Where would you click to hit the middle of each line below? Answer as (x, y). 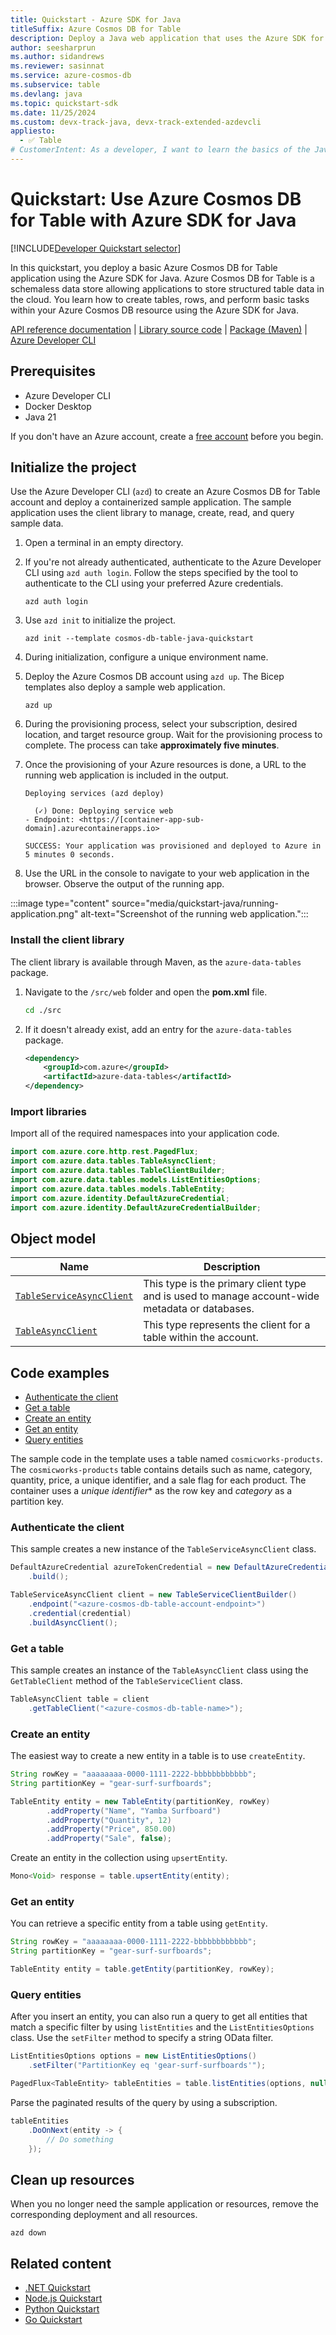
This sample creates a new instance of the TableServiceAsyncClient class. (163, 1549)
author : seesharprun (53, 47)
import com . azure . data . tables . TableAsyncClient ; (113, 1161)
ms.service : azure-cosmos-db (71, 76)
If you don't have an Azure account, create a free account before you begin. (167, 436)
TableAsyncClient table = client (80, 1699)
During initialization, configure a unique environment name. (146, 657)
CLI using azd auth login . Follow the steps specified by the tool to (161, 573)
